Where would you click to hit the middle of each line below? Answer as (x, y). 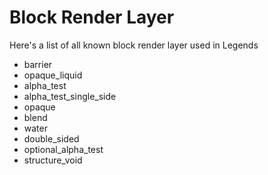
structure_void (53, 160)
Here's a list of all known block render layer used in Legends (134, 45)
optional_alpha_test (63, 149)
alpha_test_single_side (70, 96)
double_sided (51, 138)
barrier (38, 64)
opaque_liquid (53, 75)
